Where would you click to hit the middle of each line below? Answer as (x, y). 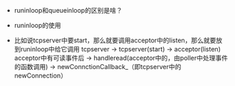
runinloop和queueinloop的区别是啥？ (68, 10)
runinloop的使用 (38, 25)
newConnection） (41, 75)
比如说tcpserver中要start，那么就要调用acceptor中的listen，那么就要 (115, 40)
